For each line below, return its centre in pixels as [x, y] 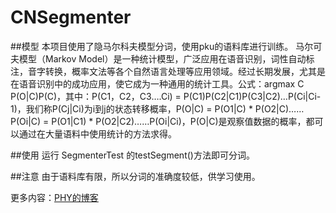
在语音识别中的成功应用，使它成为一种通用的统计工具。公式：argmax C [157, 83]
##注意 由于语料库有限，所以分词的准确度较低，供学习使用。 [135, 176]
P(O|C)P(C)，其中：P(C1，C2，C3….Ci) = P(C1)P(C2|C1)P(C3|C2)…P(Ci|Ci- [166, 96]
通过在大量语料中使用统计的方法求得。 [97, 133]
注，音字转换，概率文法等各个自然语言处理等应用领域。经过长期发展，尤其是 [168, 71]
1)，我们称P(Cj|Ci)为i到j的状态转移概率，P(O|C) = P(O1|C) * [131, 108]
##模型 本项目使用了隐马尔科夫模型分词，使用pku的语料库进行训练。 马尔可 [166, 46]
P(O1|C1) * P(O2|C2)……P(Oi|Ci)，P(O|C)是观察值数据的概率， [179, 121]
